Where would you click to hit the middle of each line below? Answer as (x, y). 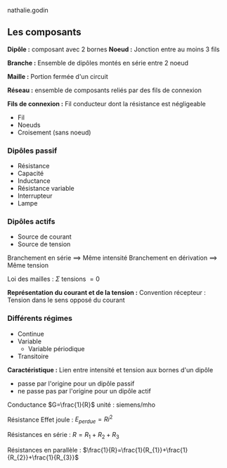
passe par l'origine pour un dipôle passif (76, 384)
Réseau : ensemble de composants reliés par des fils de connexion (105, 90)
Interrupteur (35, 196)
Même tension (28, 265)
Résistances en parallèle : (44, 450)
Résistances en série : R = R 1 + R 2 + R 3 (63, 436)
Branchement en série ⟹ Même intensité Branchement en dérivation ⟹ (112, 258)
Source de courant (44, 237)
